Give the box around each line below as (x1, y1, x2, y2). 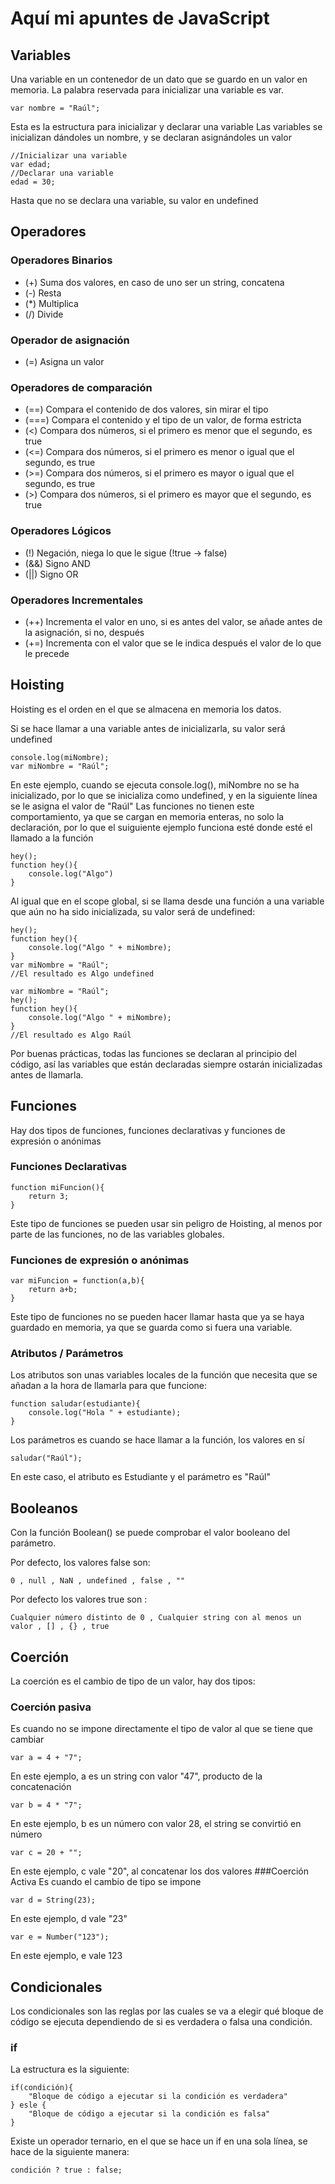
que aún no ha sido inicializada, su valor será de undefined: (10, 905, 256, 917)
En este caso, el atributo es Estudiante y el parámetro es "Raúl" (10, 1471, 271, 1483)
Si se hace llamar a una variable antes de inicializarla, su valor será (10, 722, 286, 734)
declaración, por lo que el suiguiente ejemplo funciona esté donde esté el (10, 821, 313, 833)
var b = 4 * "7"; (10, 1800, 83, 1811)
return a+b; (28, 1285, 78, 1295)
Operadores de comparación (10, 380, 153, 394)
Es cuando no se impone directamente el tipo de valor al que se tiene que (10, 1723, 313, 1735)
